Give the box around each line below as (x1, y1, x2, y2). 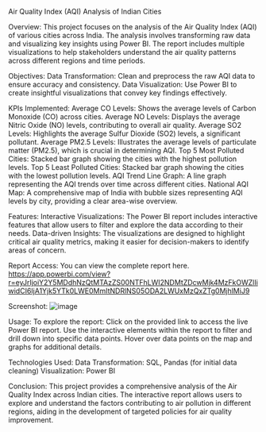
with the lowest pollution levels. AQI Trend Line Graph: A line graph (8, 171, 226, 180)
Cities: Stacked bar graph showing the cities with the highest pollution (8, 154, 237, 164)
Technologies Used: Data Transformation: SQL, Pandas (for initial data (8, 357, 237, 367)
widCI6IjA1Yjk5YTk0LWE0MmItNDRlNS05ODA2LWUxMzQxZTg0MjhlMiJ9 (8, 286, 250, 295)
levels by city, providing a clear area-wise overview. (8, 196, 178, 206)
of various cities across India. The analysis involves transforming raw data (8, 31, 251, 40)
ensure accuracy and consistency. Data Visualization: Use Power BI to (8, 79, 237, 89)
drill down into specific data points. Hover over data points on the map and (8, 334, 253, 343)
